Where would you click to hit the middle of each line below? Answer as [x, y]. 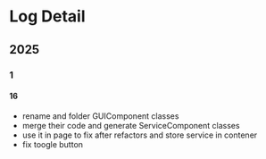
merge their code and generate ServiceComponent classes [131, 125]
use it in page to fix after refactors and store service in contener [140, 135]
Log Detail [48, 17]
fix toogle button [52, 144]
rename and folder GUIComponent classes [100, 116]
